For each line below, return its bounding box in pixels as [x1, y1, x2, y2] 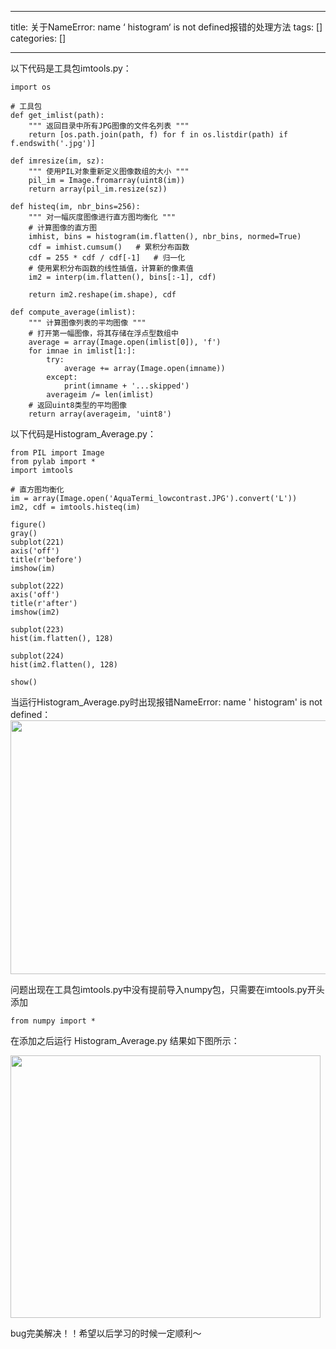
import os [10, 82, 52, 92]
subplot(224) [10, 651, 65, 661]
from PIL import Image [10, 448, 105, 458]
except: [46, 372, 78, 382]
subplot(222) [10, 581, 65, 591]
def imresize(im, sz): [10, 156, 105, 166]
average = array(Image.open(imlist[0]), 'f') [28, 337, 222, 347]
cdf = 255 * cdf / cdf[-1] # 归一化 [28, 253, 186, 263]
